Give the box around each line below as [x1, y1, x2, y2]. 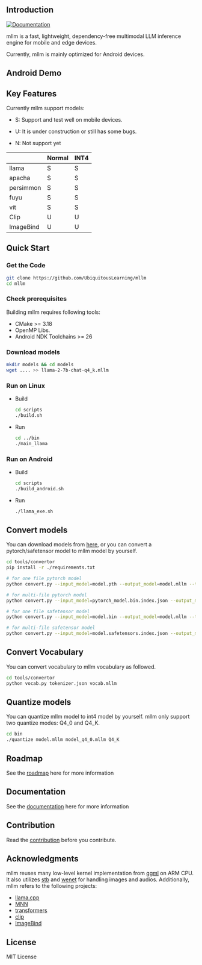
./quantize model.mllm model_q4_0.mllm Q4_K [6, 737, 120, 743]
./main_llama [14, 440, 48, 446]
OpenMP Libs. [14, 326, 50, 334]
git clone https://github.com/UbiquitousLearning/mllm [6, 275, 147, 281]
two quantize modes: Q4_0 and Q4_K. [6, 719, 100, 726]
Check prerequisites [6, 295, 67, 303]
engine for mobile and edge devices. [6, 39, 97, 46]
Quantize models [6, 697, 72, 707]
